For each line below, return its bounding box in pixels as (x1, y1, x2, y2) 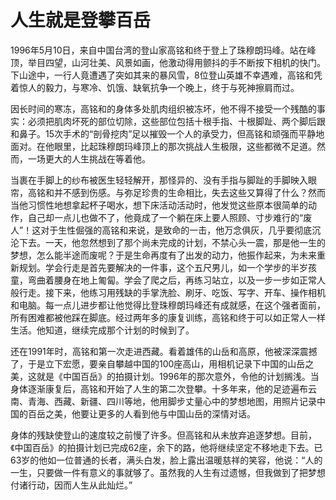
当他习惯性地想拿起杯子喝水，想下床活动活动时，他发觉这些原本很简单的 (10, 199, 308, 211)
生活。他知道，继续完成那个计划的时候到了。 (10, 324, 195, 336)
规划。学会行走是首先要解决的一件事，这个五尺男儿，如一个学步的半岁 (18, 261, 308, 273)
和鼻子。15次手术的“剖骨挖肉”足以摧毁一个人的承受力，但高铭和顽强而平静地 (10, 127, 325, 140)
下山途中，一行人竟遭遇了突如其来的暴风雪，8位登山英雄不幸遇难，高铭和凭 (10, 69, 323, 81)
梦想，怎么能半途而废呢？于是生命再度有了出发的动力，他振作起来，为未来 (10, 249, 317, 261)
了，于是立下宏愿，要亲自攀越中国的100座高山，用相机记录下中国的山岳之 (10, 357, 315, 370)
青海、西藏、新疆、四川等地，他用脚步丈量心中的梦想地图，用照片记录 (27, 395, 317, 407)
